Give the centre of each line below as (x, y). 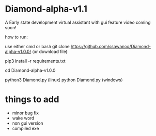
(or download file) (50, 51)
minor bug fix (25, 113)
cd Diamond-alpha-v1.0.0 (30, 70)
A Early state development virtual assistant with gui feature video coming (78, 22)
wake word (23, 118)
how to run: (16, 37)
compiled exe (25, 128)
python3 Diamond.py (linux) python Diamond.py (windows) (64, 80)
